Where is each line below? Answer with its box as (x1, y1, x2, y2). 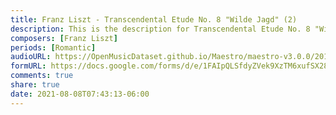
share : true (10, 80, 60, 90)
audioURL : (10, 52, 52, 62)
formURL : (10, 61, 47, 71)
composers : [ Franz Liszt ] (10, 33, 118, 43)
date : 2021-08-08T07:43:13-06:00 (10, 89, 150, 99)
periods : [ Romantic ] (10, 42, 97, 53)
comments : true (10, 71, 74, 81)
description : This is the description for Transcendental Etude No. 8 (10, 24, 311, 34)
